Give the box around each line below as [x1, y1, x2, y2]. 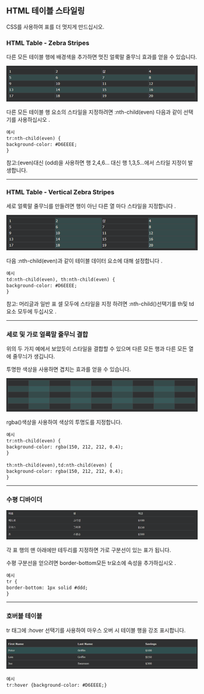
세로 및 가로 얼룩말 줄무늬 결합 [6, 330, 89, 338]
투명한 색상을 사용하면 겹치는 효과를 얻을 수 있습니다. [6, 366, 131, 373]
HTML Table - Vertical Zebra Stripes [6, 188, 115, 196]
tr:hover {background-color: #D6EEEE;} [6, 682, 107, 689]
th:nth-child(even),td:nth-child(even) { [6, 462, 113, 469]
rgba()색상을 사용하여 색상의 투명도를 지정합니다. [6, 419, 123, 426]
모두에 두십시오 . [17, 307, 56, 315]
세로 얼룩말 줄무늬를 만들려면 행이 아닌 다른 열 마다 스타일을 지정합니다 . [6, 202, 176, 209]
